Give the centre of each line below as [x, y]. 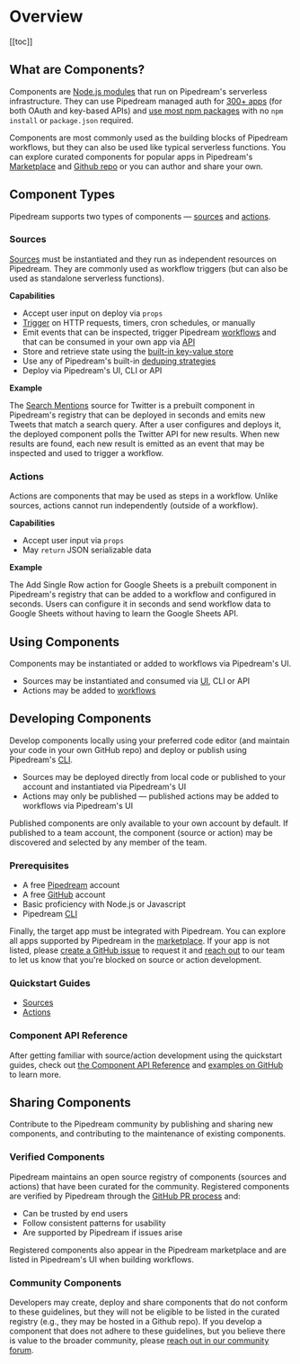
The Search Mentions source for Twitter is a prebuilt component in [132, 405]
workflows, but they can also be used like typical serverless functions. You [148, 147]
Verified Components [57, 1157]
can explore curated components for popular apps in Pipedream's [131, 157]
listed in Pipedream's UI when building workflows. [102, 1259]
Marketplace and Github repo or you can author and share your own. [136, 166]
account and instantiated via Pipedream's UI [104, 786]
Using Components [64, 642]
